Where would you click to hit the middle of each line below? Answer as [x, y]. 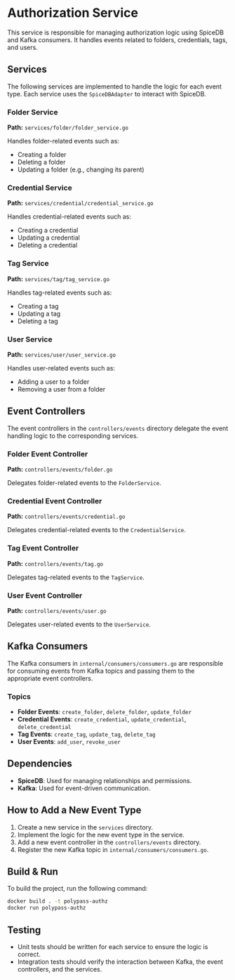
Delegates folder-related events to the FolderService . [84, 483]
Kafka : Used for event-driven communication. [84, 788]
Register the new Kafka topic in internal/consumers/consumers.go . [113, 849]
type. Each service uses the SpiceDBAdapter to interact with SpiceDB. [107, 94]
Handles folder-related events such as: [63, 141]
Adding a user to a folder [53, 382]
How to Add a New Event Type [74, 810]
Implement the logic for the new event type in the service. [101, 834]
